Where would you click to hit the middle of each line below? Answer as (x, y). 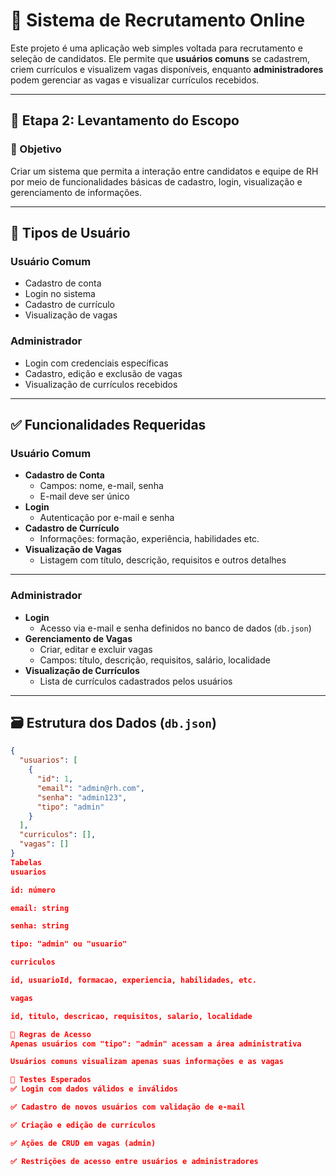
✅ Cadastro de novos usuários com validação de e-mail (128, 1107)
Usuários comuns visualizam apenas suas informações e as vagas (147, 1062)
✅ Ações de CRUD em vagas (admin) (83, 1143)
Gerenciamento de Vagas (78, 638)
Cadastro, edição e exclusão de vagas (103, 373)
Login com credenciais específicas (96, 363)
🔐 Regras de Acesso (51, 1034)
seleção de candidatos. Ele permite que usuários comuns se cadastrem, (160, 58)
